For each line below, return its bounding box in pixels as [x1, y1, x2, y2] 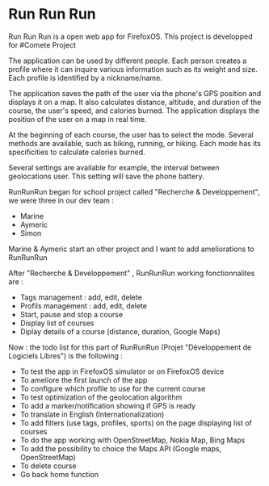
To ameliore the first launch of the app [19, 375, 148, 384]
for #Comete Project [8, 40, 77, 49]
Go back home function [19, 469, 99, 479]
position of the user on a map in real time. [8, 114, 147, 124]
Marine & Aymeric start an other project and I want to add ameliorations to [8, 244, 254, 253]
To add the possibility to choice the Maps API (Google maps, [19, 443, 222, 453]
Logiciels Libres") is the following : [8, 350, 124, 360]
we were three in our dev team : [8, 195, 115, 205]
